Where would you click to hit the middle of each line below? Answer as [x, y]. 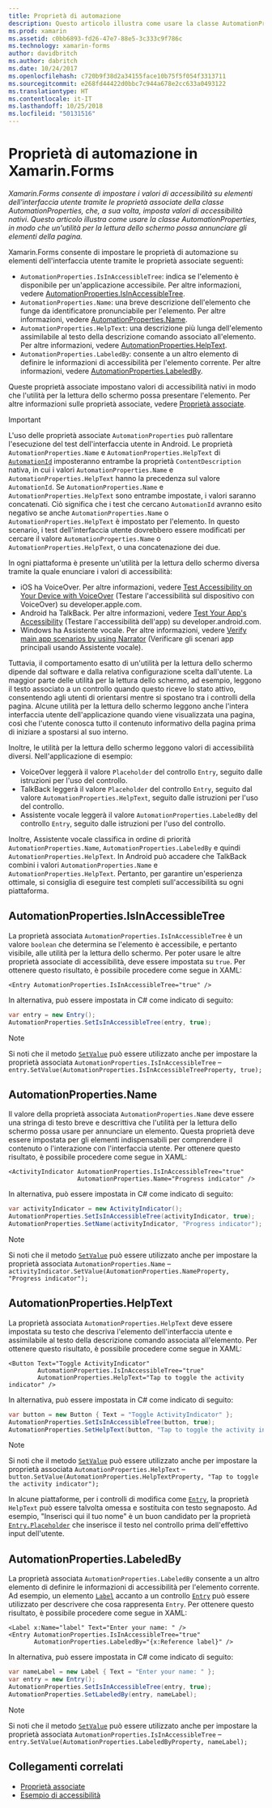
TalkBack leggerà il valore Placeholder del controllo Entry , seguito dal [136, 789]
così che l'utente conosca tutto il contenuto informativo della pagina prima [132, 723]
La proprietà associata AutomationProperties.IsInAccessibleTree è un [125, 935]
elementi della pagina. [46, 236]
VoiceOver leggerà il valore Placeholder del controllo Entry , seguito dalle [141, 772]
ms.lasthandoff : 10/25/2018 [56, 106]
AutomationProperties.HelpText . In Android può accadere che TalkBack [127, 856]
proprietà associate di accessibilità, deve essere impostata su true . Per [127, 961]
